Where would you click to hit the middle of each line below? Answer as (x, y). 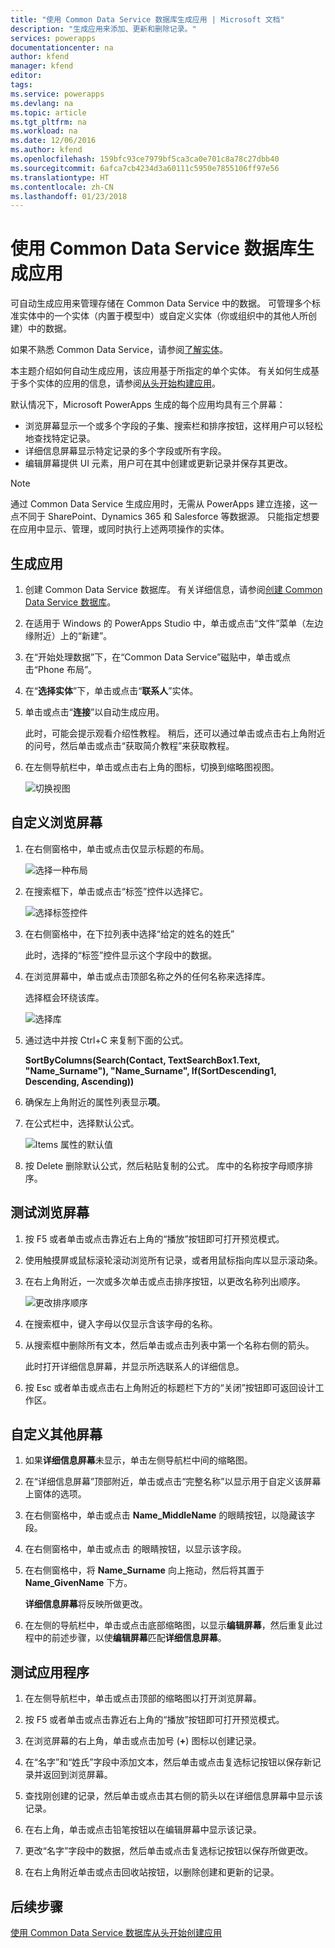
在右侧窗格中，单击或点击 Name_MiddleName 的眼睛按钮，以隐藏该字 (170, 1515)
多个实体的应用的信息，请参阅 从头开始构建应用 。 (119, 383)
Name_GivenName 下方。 (78, 1583)
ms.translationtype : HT (60, 177)
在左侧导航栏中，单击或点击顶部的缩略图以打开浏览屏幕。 (143, 1698)
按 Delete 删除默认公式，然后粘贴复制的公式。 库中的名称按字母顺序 (164, 1165)
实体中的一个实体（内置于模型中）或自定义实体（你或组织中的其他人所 (163, 316)
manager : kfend (42, 66)
